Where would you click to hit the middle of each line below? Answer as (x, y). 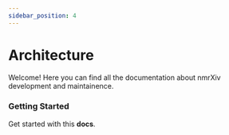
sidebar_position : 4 (43, 16)
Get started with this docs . (52, 124)
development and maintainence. (61, 85)
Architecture (51, 55)
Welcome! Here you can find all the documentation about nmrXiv (114, 77)
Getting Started (39, 106)
